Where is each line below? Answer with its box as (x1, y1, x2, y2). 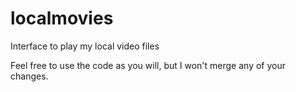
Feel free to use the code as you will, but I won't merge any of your (10, 59, 286, 71)
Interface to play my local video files (10, 40, 160, 52)
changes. (10, 70, 49, 82)
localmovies (10, 7, 114, 30)
